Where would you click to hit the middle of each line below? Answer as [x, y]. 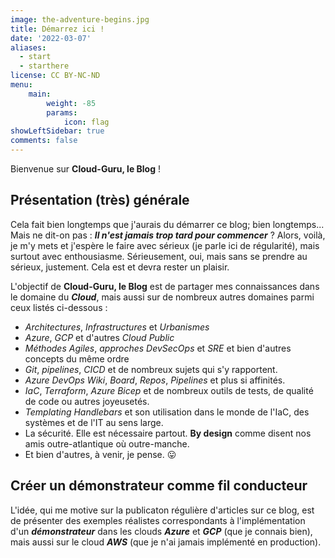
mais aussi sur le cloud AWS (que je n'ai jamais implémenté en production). [166, 542]
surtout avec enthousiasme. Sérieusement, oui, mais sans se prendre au [159, 256]
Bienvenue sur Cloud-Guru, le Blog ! [85, 169]
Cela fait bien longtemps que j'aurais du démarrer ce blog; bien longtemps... [167, 224]
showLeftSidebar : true [57, 131]
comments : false [44, 141]
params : [62, 112]
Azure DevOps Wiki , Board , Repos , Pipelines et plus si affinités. [155, 380]
